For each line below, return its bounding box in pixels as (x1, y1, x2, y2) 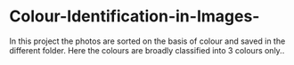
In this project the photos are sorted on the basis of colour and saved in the (9, 36, 286, 46)
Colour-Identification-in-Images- (9, 6, 260, 27)
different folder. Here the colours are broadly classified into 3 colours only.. (9, 45, 285, 55)
